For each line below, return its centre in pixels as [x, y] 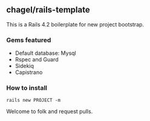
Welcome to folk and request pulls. [50, 111]
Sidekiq [24, 66]
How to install [27, 88]
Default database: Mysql [46, 53]
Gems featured [29, 40]
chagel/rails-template [48, 10]
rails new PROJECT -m [34, 101]
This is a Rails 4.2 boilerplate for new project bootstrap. [75, 24]
